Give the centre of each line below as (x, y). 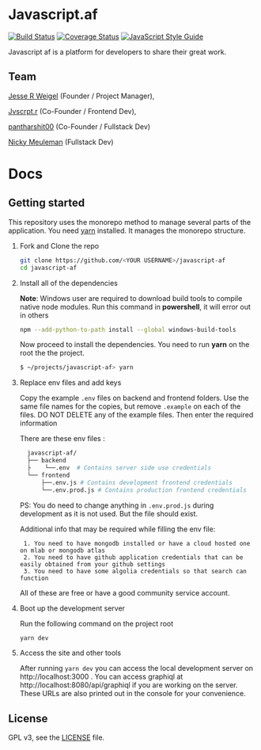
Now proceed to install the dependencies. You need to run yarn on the (134, 345)
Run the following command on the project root (96, 623)
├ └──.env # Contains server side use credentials (119, 468)
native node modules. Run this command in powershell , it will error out (135, 306)
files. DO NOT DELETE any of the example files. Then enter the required (136, 415)
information (38, 423)
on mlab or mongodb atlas (62, 550)
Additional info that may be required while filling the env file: (117, 529)
